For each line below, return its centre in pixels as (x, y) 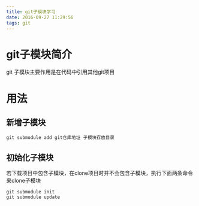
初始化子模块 (30, 157)
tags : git (19, 23)
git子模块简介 (39, 54)
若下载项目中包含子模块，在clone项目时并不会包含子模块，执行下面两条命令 (100, 173)
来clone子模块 (24, 181)
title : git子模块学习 (31, 12)
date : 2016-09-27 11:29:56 (40, 17)
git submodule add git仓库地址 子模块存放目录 (61, 138)
